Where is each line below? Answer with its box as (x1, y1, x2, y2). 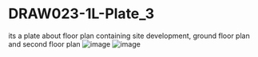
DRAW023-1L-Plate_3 (8, 5, 155, 23)
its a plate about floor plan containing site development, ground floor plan (8, 31, 250, 40)
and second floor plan (8, 39, 81, 48)
